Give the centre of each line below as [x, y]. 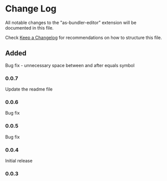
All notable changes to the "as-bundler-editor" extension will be [71, 22]
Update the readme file [29, 89]
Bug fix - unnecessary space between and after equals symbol [70, 65]
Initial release [19, 160]
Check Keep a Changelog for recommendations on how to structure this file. [84, 37]
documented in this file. [29, 27]
